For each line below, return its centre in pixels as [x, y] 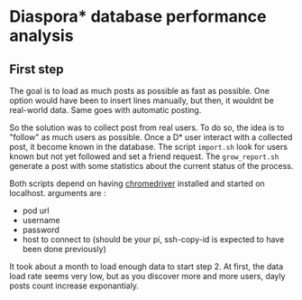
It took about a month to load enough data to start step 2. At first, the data [146, 267]
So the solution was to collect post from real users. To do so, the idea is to [147, 127]
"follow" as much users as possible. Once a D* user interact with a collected [151, 137]
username [41, 220]
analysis [41, 36]
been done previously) [64, 249]
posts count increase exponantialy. [74, 286]
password [41, 230]
